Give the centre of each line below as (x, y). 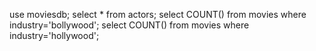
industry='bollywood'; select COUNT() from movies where (129, 25)
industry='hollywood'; (54, 35)
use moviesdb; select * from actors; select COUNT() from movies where (158, 14)
